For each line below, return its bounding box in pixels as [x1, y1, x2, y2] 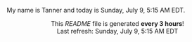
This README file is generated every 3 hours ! [51, 20, 184, 27]
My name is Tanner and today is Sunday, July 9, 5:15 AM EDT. [6, 6, 186, 14]
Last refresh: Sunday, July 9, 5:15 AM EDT [56, 27, 179, 35]
